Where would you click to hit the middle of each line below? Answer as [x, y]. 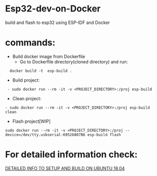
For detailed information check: [71, 155]
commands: [30, 43]
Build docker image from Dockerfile [49, 56]
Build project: [26, 80]
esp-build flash [104, 135]
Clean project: [27, 98]
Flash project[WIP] [31, 121]
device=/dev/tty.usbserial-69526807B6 [45, 135]
